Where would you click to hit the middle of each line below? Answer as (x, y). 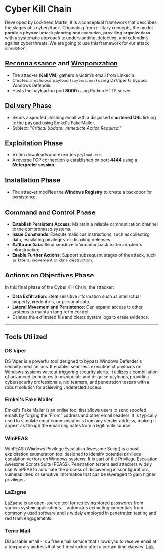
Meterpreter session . (34, 165)
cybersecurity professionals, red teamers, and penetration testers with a (77, 382)
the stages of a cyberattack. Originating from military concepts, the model (79, 27)
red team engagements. (29, 518)
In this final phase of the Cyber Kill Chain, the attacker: (59, 287)
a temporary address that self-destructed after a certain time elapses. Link (80, 546)
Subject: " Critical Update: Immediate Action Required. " (67, 128)
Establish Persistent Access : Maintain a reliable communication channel (85, 224)
